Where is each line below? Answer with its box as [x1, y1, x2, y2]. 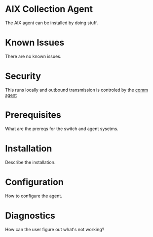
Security [5, 70, 41, 82]
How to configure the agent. [5, 193, 63, 199]
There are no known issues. [5, 53, 62, 59]
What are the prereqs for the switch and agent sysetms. [5, 126, 118, 132]
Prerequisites [5, 109, 62, 120]
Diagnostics [5, 210, 56, 221]
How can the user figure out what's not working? [5, 226, 105, 232]
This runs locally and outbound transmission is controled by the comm [5, 87, 148, 93]
